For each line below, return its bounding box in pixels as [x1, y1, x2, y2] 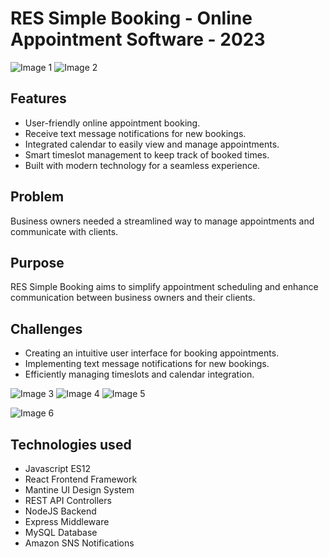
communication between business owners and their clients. [10, 292, 256, 304]
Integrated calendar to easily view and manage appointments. [24, 138, 280, 150]
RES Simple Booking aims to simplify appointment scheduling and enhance [10, 281, 319, 293]
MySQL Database [24, 527, 98, 538]
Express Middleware [24, 516, 110, 527]
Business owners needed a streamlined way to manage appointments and [10, 215, 315, 227]
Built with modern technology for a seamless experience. [24, 159, 261, 171]
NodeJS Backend [24, 505, 97, 517]
